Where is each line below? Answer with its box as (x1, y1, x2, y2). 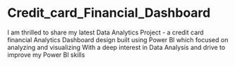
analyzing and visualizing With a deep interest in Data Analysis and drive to (7, 43, 226, 51)
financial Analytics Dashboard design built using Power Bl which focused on (7, 35, 229, 44)
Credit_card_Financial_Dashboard (7, 5, 211, 21)
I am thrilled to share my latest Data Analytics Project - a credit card (7, 28, 204, 37)
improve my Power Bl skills (7, 51, 85, 59)
